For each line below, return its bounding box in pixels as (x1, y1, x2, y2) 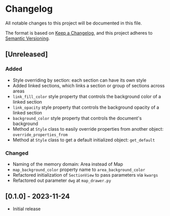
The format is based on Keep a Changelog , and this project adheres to (5, 30, 153, 36)
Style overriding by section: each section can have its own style (12, 77, 147, 83)
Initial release (12, 205, 41, 212)
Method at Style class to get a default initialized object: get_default (12, 136, 155, 143)
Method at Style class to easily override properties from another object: (12, 126, 164, 132)
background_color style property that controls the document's (12, 115, 142, 121)
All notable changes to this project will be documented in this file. (5, 20, 143, 26)
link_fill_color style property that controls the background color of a (12, 93, 161, 100)
